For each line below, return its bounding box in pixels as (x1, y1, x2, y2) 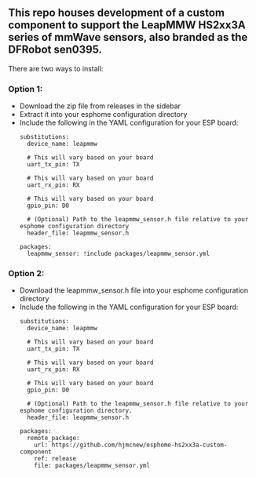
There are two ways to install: (8, 64, 104, 73)
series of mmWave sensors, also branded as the (8, 31, 248, 44)
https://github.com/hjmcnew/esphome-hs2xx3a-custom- (51, 441, 228, 450)
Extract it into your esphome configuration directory (19, 110, 188, 119)
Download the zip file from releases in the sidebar (19, 101, 181, 111)
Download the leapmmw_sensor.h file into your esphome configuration (19, 286, 249, 295)
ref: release (34, 455, 77, 463)
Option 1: (8, 83, 43, 94)
